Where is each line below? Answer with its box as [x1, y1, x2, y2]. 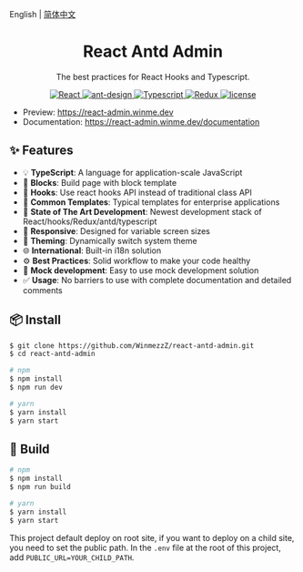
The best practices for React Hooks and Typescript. [56, 71, 250, 82]
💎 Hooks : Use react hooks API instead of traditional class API [22, 187, 252, 198]
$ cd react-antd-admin [9, 350, 96, 359]
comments [22, 284, 63, 295]
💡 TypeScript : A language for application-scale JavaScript [22, 167, 243, 178]
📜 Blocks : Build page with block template [22, 177, 177, 188]
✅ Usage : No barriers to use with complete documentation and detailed [22, 274, 292, 285]
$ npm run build [9, 483, 71, 492]
